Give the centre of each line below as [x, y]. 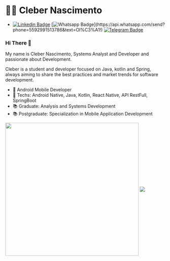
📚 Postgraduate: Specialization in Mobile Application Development [83, 114]
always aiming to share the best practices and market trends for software [82, 74]
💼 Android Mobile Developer [42, 90]
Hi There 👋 [18, 43]
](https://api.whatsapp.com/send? [129, 24]
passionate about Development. [39, 59]
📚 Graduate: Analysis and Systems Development [64, 106]
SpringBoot [24, 100]
